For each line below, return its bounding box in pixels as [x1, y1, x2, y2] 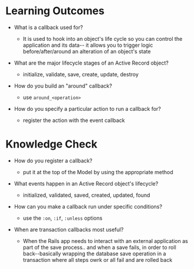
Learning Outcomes [5, 4, 104, 18]
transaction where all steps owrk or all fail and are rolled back [22, 256, 173, 263]
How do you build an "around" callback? [14, 82, 113, 89]
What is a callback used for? [14, 24, 83, 31]
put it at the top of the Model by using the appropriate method [22, 168, 173, 175]
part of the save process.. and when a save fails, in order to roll [22, 244, 176, 251]
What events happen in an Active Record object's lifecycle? [14, 180, 159, 187]
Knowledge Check [5, 137, 98, 151]
